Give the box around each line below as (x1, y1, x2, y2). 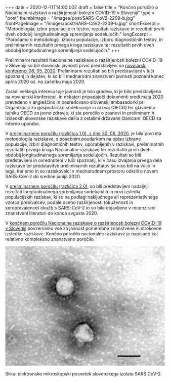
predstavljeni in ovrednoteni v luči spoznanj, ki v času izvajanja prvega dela (5, 157, 162, 163)
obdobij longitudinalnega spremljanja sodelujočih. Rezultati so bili (5, 152, 141, 158)
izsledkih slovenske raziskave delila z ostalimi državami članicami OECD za (5, 115, 162, 121)
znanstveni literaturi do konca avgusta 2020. (5, 210, 99, 216)
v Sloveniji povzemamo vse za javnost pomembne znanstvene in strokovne (5, 225, 162, 231)
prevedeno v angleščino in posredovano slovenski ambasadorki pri (5, 99, 145, 105)
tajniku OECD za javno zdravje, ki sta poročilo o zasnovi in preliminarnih (5, 110, 154, 116)
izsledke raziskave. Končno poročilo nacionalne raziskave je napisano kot (5, 231, 158, 237)
